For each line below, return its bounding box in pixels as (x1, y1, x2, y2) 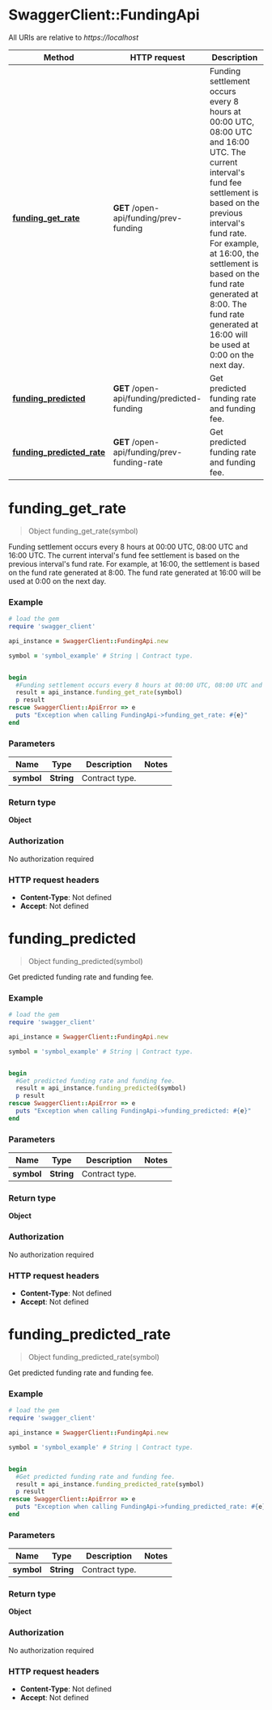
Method (43, 51, 74, 62)
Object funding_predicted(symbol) (28, 956, 143, 966)
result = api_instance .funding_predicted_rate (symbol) (15, 1480, 205, 1489)
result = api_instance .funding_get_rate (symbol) (15, 688, 183, 696)
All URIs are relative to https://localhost (8, 32, 139, 42)
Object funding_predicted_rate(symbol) (28, 1352, 160, 1361)
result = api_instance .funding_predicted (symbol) (15, 1084, 186, 1092)
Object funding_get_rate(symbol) (28, 525, 139, 536)
